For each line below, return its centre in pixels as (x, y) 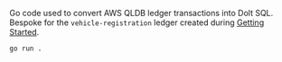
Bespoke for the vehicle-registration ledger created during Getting (137, 22)
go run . (26, 49)
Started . (24, 32)
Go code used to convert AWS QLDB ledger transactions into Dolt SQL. (141, 13)
